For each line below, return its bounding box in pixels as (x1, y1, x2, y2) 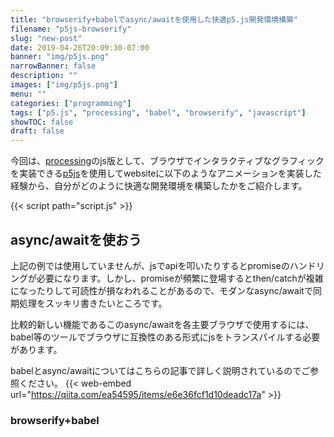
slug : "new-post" (10, 33, 83, 43)
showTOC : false (10, 117, 74, 127)
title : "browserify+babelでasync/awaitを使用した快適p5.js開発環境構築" (10, 14, 299, 25)
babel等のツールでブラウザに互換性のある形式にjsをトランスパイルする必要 (10, 331, 321, 343)
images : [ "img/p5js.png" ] (10, 80, 118, 90)
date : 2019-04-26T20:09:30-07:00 (10, 42, 150, 53)
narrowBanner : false (10, 61, 97, 71)
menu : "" (10, 89, 47, 99)
